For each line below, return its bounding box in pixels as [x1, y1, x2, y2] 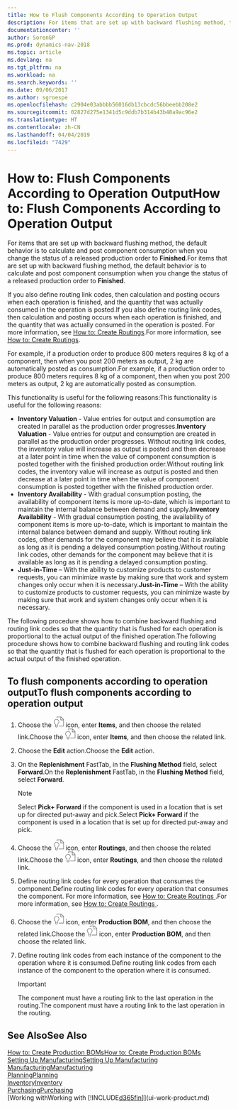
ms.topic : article [7, 49, 62, 56]
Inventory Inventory [7, 1078, 63, 1087]
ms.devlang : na [7, 57, 52, 64]
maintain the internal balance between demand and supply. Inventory [17, 505, 220, 514]
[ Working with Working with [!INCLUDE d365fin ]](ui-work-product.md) [7, 1093, 210, 1102]
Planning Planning [7, 1071, 58, 1079]
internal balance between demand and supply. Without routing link [17, 528, 212, 536]
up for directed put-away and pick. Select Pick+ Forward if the [17, 810, 200, 819]
